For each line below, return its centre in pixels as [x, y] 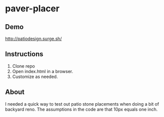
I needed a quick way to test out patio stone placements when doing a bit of [82, 104]
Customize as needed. [35, 77]
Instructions [24, 54]
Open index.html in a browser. [43, 71]
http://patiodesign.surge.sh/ [33, 39]
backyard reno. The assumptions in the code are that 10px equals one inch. [81, 109]
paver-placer [33, 9]
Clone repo [24, 66]
